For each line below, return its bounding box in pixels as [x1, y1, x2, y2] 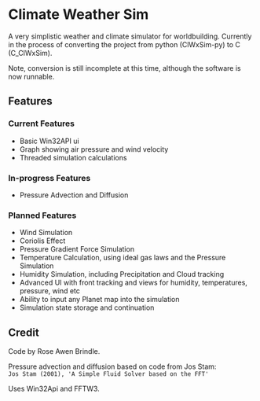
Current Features [8, 118, 75, 129]
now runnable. [8, 72, 55, 81]
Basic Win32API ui [19, 136, 80, 145]
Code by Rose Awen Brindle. [8, 347, 101, 356]
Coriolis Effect [19, 236, 66, 245]
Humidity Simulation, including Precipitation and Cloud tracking [19, 270, 225, 279]
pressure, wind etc [19, 286, 81, 296]
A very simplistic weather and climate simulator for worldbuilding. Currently [8, 31, 252, 41]
